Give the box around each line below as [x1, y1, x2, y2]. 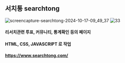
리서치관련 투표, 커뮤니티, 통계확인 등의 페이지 [5, 29, 91, 35]
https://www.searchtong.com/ [5, 52, 68, 58]
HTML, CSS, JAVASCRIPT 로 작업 [5, 41, 71, 47]
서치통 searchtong [5, 4, 60, 13]
